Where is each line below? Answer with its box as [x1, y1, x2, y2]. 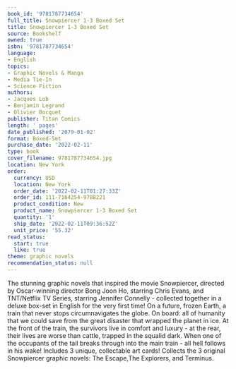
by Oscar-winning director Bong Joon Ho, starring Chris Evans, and [7, 286, 204, 295]
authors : [7, 89, 33, 96]
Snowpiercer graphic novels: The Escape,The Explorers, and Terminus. [7, 353, 214, 362]
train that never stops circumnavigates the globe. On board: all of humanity [7, 308, 225, 317]
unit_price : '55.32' [13, 226, 74, 234]
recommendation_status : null [7, 260, 93, 267]
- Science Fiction [7, 83, 61, 90]
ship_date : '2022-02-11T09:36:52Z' [13, 220, 119, 227]
